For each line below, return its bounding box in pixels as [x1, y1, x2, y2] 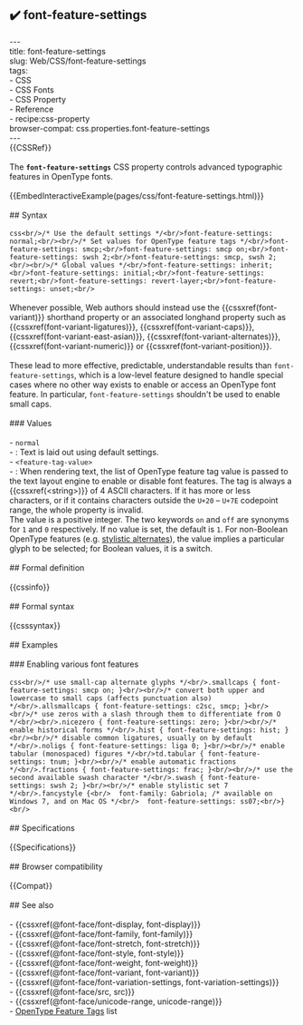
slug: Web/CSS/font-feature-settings [9, 55, 147, 66]
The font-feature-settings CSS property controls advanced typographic [9, 161, 283, 172]
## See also [9, 899, 54, 910]
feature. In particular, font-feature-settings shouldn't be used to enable [9, 388, 280, 399]
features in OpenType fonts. [9, 171, 113, 181]
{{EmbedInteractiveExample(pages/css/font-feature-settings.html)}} [9, 190, 264, 201]
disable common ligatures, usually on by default [62, 733, 253, 742]
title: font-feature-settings [9, 45, 107, 56]
